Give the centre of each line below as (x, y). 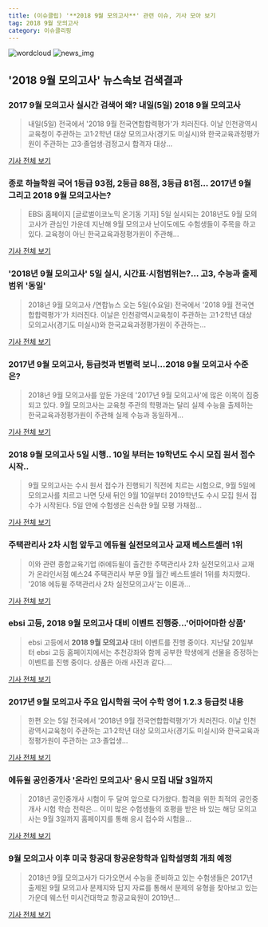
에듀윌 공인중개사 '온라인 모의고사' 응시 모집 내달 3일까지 (110, 780)
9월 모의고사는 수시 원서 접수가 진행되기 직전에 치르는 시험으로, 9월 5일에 (142, 485)
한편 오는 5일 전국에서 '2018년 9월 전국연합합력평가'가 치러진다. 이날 (134, 721)
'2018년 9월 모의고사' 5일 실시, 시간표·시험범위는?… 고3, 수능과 (124, 274)
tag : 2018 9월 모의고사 (43, 23)
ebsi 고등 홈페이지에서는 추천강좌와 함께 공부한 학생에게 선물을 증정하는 (148, 652)
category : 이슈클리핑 (40, 30)
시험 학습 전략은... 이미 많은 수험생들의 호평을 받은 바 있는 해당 (139, 809)
